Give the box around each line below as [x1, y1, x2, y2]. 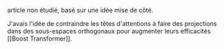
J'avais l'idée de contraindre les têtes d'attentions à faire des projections [7, 20, 217, 27]
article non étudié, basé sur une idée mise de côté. [7, 6, 154, 14]
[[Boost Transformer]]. [7, 34, 72, 43]
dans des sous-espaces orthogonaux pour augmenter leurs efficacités [7, 27, 211, 35]
